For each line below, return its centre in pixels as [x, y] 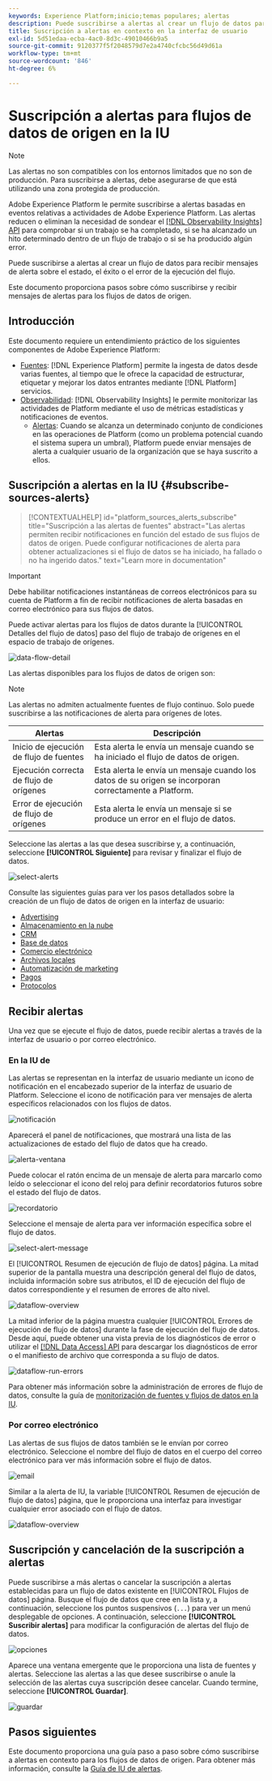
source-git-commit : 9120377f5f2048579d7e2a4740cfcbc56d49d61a [115, 46]
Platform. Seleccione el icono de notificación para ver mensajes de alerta [130, 1096]
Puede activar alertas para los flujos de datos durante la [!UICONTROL [125, 625]
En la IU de [30, 1061]
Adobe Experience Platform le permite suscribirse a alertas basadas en [127, 204]
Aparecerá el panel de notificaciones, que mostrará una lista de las [120, 1135]
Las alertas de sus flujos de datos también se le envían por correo [119, 1442]
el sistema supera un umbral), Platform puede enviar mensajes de [142, 442]
